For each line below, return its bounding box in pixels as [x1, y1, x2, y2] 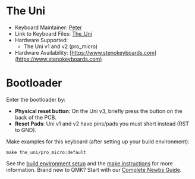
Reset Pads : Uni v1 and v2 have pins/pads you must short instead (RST [14, 120, 189, 127]
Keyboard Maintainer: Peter [14, 24, 82, 31]
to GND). [14, 126, 37, 133]
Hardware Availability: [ [14, 49, 72, 56]
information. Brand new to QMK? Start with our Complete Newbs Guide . [6, 166, 182, 173]
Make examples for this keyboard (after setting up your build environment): [6, 138, 190, 145]
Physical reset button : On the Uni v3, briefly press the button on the [14, 107, 183, 114]
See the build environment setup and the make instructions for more [6, 159, 174, 167]
